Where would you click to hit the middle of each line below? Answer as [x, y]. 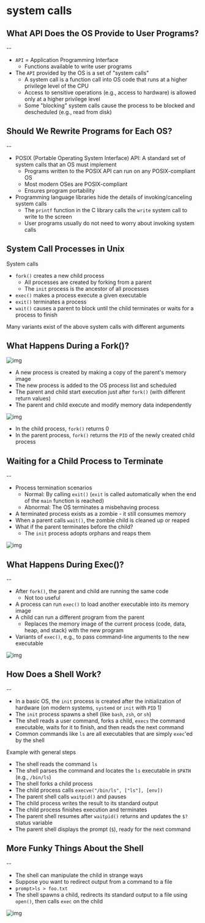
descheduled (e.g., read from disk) [68, 112]
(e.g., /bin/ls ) [33, 777]
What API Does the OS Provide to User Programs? [102, 33]
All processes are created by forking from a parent [88, 282]
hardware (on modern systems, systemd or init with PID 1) [88, 707]
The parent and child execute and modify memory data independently [103, 405]
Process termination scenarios [54, 488]
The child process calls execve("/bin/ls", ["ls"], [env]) [89, 790]
